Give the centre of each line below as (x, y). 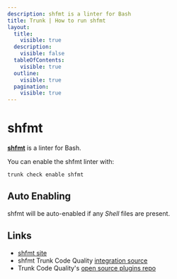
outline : (27, 73)
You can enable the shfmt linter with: (61, 162)
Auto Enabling (39, 196)
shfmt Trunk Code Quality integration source (82, 261)
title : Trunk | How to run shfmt (57, 21)
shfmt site (32, 253)
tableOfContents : (39, 60)
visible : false (42, 54)
